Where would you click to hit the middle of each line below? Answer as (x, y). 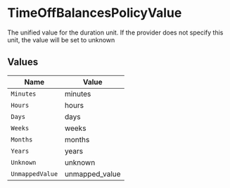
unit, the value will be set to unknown (61, 39)
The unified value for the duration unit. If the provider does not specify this (115, 32)
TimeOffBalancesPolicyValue (95, 13)
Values (23, 62)
